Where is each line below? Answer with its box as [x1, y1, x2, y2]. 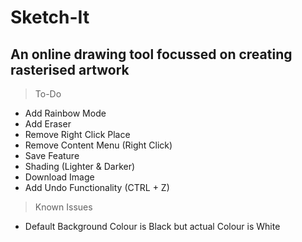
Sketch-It [10, 6, 90, 29]
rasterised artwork [10, 61, 130, 78]
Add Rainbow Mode [24, 107, 107, 119]
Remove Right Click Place [24, 129, 131, 140]
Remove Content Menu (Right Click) [24, 139, 173, 151]
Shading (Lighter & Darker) [24, 161, 136, 172]
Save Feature [24, 150, 80, 161]
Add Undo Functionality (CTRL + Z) [24, 182, 170, 193]
